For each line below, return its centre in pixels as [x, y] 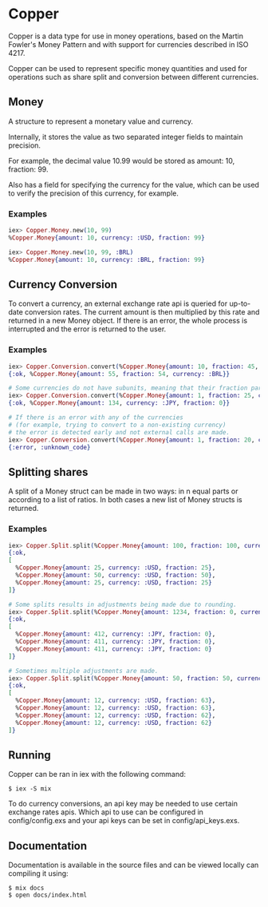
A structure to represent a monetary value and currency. [101, 121]
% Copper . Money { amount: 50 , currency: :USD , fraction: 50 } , [116, 576]
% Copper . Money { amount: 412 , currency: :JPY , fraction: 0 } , [116, 634]
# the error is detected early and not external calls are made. [119, 432]
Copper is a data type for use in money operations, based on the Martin [126, 36]
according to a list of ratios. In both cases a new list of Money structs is [125, 500]
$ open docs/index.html [48, 895]
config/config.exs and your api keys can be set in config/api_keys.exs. [124, 821]
